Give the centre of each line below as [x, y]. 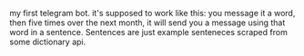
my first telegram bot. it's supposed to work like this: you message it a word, [152, 13]
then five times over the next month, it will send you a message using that [147, 23]
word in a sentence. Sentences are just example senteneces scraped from [149, 32]
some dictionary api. [48, 42]
